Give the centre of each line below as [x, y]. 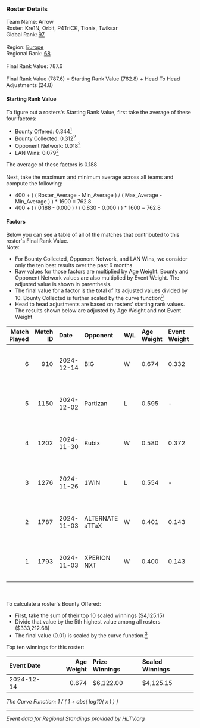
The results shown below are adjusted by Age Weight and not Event [98, 310]
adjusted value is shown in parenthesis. [63, 284]
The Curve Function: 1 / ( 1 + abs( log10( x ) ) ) [62, 701]
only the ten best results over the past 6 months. [74, 265]
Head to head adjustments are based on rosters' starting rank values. [100, 304]
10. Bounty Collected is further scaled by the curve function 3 [89, 297]
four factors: [21, 119]
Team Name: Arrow [30, 22]
